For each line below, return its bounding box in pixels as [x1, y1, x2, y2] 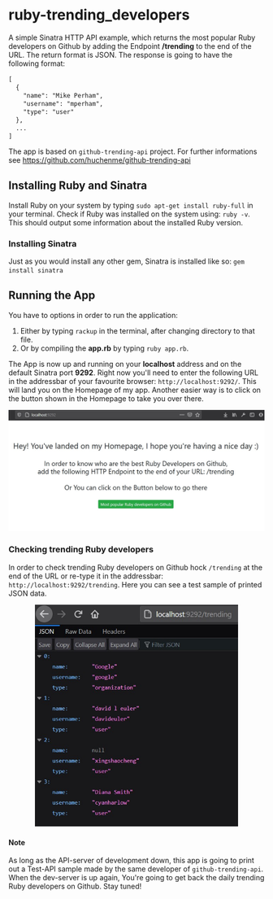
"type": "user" [23, 107, 75, 116]
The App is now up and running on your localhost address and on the [8, 359, 242, 369]
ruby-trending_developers [8, 6, 190, 24]
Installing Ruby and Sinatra [8, 179, 148, 193]
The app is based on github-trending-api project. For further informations [8, 146, 258, 156]
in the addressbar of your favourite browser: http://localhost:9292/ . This [8, 376, 258, 386]
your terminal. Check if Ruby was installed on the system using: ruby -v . [8, 209, 250, 219]
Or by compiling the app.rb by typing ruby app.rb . [19, 343, 189, 353]
